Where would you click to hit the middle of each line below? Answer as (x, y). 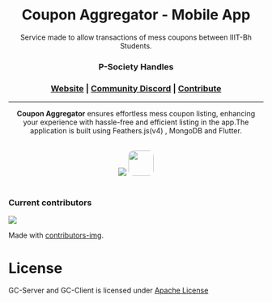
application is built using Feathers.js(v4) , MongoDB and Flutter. (136, 131)
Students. (136, 45)
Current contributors (50, 203)
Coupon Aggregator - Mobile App (136, 15)
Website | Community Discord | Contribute (136, 88)
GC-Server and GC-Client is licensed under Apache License (108, 290)
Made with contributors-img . (56, 235)
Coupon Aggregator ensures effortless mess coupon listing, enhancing (136, 114)
